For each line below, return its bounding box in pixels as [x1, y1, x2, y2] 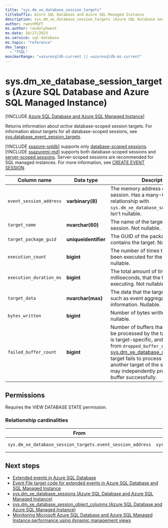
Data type [74, 177, 98, 184]
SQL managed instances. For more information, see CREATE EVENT [5, 159, 145, 165]
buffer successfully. [110, 374, 157, 381]
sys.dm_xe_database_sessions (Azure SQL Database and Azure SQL [12, 491, 153, 497]
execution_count [7, 254, 46, 260]
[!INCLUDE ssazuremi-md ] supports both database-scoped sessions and [5, 149, 156, 155]
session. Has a [110, 192, 145, 199]
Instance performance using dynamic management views [12, 517, 131, 523]
